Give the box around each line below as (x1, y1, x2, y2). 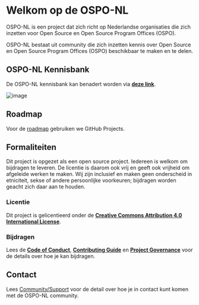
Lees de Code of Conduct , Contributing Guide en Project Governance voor (6, 246, 193, 253)
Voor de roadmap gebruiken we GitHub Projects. (6, 125, 125, 132)
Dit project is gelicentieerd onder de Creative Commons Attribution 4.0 (6, 212, 182, 219)
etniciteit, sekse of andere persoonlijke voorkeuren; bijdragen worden (6, 177, 176, 184)
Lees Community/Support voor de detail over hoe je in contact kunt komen (6, 285, 189, 293)
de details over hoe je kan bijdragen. (6, 252, 96, 259)
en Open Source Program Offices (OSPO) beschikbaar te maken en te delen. (6, 47, 194, 54)
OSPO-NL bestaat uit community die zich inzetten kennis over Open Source (6, 41, 191, 48)
